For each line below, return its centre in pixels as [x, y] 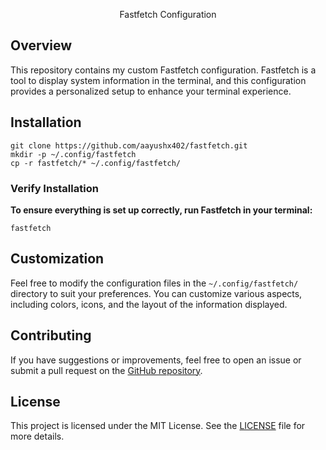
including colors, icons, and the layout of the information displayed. [149, 304]
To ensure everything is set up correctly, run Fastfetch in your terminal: [161, 210]
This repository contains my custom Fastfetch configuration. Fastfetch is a [163, 70]
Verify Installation [54, 188]
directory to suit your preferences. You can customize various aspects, [156, 293]
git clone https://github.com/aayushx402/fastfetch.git [129, 145]
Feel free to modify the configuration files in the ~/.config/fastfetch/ [154, 283]
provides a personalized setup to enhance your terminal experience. [151, 91]
